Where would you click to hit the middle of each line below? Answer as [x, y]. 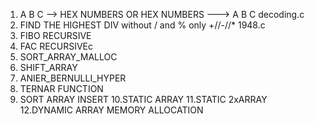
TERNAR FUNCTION [61, 88]
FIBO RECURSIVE [55, 35]
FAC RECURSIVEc [56, 46]
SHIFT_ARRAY [48, 67]
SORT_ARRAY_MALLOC [68, 57]
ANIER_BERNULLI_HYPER [73, 78]
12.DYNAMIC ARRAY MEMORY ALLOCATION [111, 110]
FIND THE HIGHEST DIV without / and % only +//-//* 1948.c [142, 25]
